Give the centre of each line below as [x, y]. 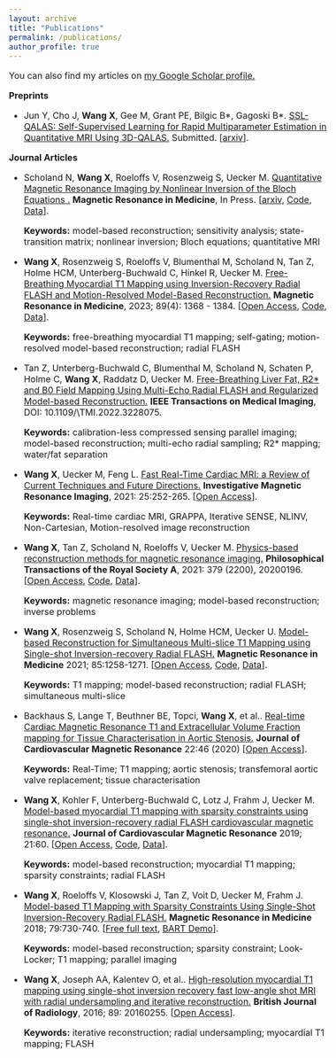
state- [292, 230]
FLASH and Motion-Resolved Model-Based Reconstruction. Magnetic [168, 294]
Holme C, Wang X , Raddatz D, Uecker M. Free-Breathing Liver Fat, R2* [172, 378]
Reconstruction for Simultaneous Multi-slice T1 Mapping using [181, 642]
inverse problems [60, 611]
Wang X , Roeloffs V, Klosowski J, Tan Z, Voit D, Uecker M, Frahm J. [164, 895]
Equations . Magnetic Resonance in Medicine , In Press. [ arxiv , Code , [168, 199]
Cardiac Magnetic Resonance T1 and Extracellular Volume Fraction [162, 727]
